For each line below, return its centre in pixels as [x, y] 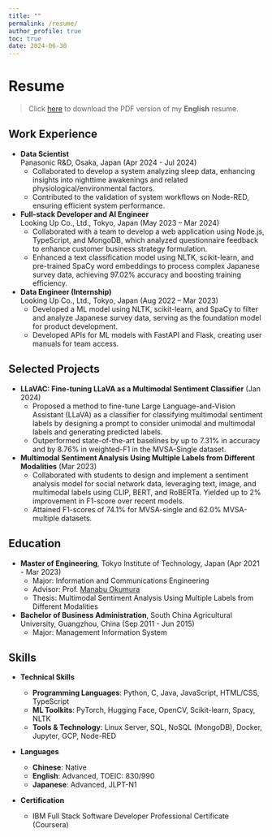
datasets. [76, 518]
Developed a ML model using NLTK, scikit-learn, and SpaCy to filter [145, 308]
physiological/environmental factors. [93, 188]
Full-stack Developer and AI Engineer [84, 214]
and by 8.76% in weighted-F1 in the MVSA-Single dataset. [129, 449]
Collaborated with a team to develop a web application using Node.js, [149, 231]
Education [35, 544]
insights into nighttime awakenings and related [110, 179]
